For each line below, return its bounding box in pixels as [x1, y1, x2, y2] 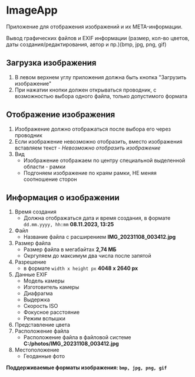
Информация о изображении [6, 193, 120, 203]
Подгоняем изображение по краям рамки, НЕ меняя [23, 169, 157, 176]
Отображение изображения [6, 110, 115, 120]
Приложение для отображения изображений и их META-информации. [6, 23, 183, 30]
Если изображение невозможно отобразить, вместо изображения [14, 138, 183, 145]
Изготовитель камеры [23, 284, 80, 291]
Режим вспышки [23, 315, 66, 322]
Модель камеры [23, 277, 65, 284]
